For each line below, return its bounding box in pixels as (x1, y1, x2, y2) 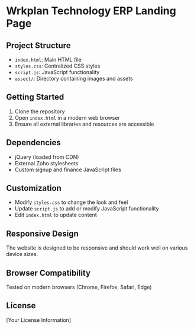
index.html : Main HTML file (14, 56, 82, 63)
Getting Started (6, 92, 64, 102)
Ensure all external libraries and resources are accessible (14, 120, 154, 127)
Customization (6, 183, 62, 193)
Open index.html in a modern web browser (14, 114, 120, 121)
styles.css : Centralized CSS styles (14, 62, 101, 69)
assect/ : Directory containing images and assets (14, 75, 133, 82)
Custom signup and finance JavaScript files (14, 166, 121, 173)
